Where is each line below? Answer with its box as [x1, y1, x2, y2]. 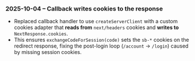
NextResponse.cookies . [13, 30, 68, 37]
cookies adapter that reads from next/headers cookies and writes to [13, 24, 179, 31]
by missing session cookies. [13, 49, 82, 56]
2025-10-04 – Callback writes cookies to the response [5, 5, 163, 13]
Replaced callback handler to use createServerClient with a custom [13, 18, 178, 25]
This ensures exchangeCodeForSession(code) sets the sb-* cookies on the [13, 37, 189, 44]
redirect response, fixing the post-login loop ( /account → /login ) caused [13, 42, 189, 49]
